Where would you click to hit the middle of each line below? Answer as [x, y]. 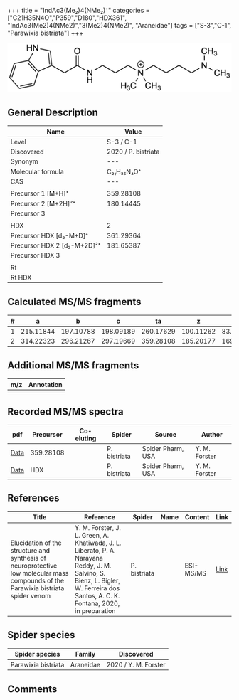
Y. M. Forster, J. [97, 527]
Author [212, 435]
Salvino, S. [90, 573]
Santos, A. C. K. [97, 595]
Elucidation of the [36, 543]
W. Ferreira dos [97, 588]
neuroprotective [34, 566]
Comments [32, 689]
